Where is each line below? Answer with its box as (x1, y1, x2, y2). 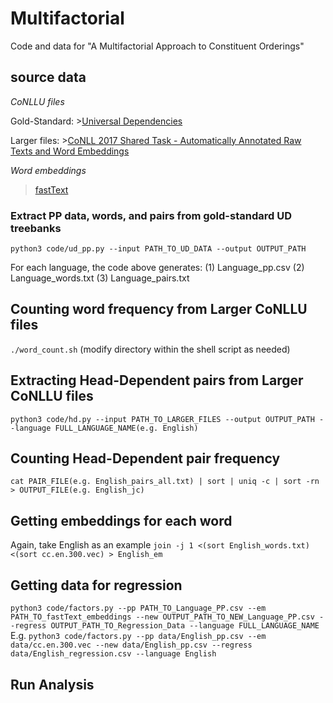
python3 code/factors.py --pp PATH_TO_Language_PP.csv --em (10, 603, 267, 614)
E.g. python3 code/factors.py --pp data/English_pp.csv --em (10, 630, 267, 642)
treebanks (10, 221, 62, 235)
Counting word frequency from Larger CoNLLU (10, 301, 308, 318)
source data (10, 69, 87, 86)
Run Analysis (10, 676, 95, 693)
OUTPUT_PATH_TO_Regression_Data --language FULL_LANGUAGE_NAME (50, 621, 320, 631)
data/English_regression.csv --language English (10, 649, 217, 659)
